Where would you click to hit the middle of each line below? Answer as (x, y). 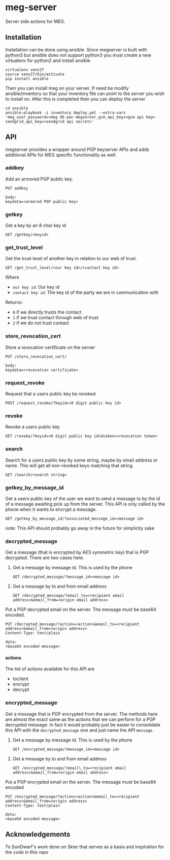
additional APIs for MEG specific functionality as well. (61, 155)
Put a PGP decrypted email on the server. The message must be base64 (81, 609)
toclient (21, 679)
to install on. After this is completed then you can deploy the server (75, 99)
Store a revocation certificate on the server (50, 347)
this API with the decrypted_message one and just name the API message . (79, 730)
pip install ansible (27, 79)
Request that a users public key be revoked (50, 394)
